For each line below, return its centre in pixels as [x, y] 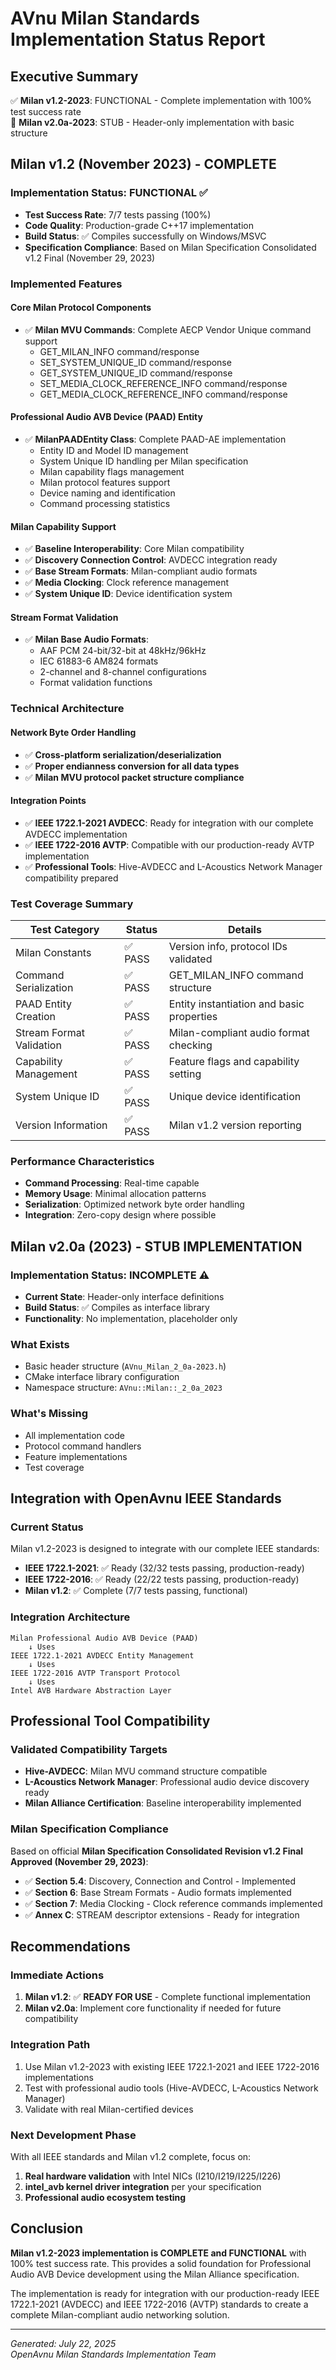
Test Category [64, 930]
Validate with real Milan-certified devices [109, 2109]
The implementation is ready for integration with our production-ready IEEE [165, 2293]
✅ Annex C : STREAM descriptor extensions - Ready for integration [162, 1914]
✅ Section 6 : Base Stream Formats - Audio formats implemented [158, 1892]
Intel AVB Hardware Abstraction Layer [91, 1690]
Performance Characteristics [82, 1161]
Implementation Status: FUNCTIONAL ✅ [109, 193]
